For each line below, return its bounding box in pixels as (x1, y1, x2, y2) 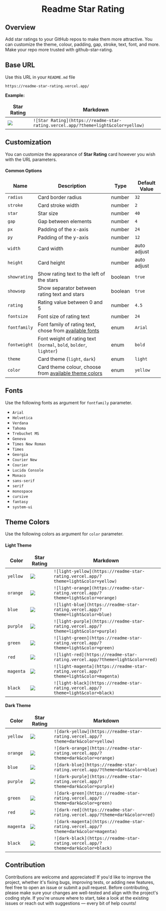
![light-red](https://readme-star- (53, 652, 137, 657)
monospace (12, 489, 33, 494)
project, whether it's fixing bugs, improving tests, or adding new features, (5, 879, 155, 885)
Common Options (5, 168, 42, 174)
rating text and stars (38, 290, 84, 297)
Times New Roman (12, 441, 46, 446)
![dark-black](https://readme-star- (54, 835, 140, 841)
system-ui (12, 505, 33, 510)
